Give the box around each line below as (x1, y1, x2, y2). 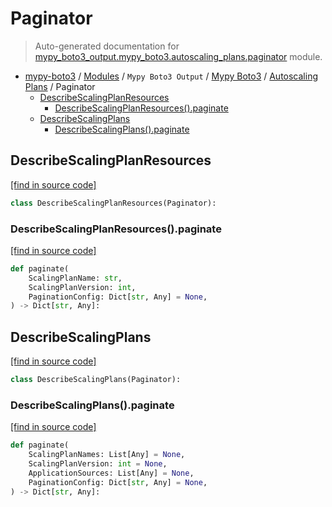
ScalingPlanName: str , (28, 273, 123, 283)
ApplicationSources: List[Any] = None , (28, 468, 195, 478)
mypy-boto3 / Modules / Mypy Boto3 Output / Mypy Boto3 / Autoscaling (24, 70, 319, 82)
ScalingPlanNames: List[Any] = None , (28, 450, 186, 460)
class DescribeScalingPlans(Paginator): (10, 375, 182, 385)
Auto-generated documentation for (34, 40, 180, 52)
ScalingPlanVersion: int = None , (28, 459, 168, 469)
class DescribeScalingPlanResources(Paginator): (10, 198, 217, 208)
